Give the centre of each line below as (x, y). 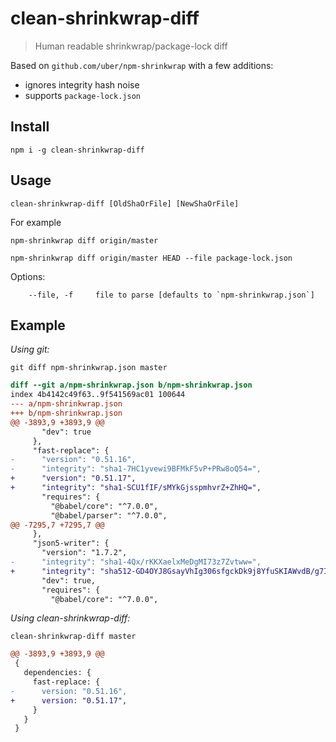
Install (30, 127)
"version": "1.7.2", (84, 553)
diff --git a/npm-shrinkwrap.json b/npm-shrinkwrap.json (131, 385)
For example (36, 222)
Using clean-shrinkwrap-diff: (70, 618)
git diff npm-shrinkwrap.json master (89, 368)
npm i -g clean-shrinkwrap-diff (77, 150)
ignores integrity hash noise (82, 84)
